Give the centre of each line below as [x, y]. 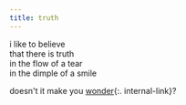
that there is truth [42, 53]
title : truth [34, 18]
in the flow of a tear [46, 63]
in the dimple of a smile [53, 73]
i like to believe [37, 44]
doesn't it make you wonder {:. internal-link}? [93, 90]
